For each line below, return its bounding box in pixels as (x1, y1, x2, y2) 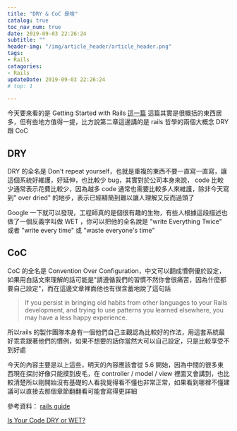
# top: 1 (7, 83, 33, 90)
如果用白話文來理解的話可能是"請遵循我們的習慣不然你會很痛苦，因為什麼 (7, 275, 221, 284)
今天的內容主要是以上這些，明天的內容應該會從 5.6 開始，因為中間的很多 (7, 360, 218, 369)
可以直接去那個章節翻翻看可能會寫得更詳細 (13, 387, 138, 395)
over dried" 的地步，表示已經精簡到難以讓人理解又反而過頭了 (18, 193, 195, 202)
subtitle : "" (7, 37, 46, 44)
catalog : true (7, 17, 49, 24)
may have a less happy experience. (24, 313, 128, 322)
